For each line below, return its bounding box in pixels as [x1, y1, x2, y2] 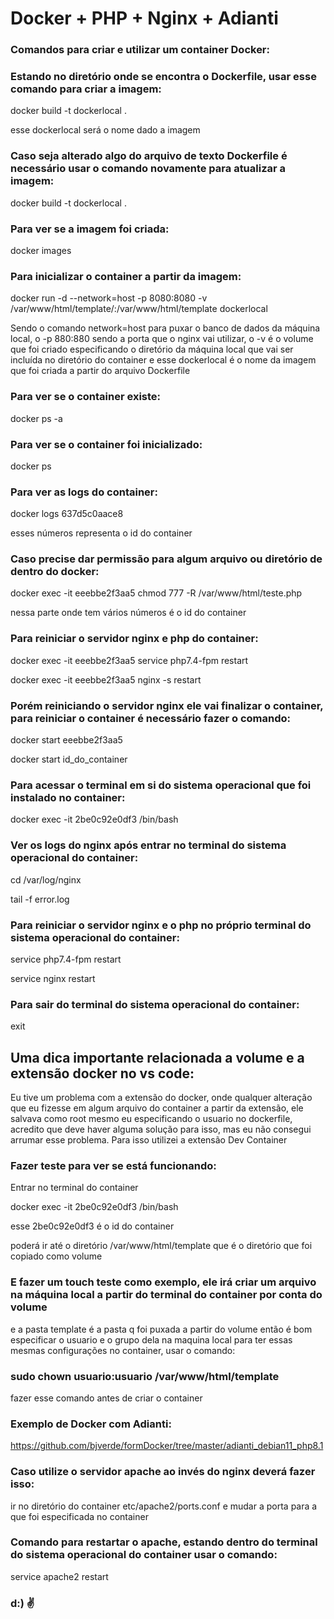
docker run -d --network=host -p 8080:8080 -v [10, 292, 208, 304]
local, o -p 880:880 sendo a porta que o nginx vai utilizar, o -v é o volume [10, 333, 314, 345]
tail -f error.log [10, 893, 70, 905]
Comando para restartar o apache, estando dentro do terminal [10, 1535, 318, 1549]
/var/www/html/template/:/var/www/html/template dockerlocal [10, 303, 268, 315]
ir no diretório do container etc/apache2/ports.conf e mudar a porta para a [10, 1500, 318, 1512]
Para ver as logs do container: [10, 485, 158, 499]
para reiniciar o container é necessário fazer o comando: [10, 711, 291, 725]
